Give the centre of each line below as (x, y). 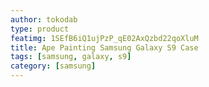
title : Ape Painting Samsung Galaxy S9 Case (104, 47)
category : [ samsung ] (53, 66)
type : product (40, 29)
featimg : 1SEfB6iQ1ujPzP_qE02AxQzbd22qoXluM (104, 38)
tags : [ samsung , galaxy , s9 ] (71, 57)
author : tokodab (44, 19)
